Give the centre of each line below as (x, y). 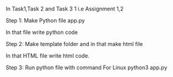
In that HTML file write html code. (48, 56)
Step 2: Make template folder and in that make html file (74, 44)
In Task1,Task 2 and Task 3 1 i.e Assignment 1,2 (65, 9)
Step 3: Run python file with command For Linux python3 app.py (86, 67)
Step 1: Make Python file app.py (45, 20)
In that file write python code (42, 32)
